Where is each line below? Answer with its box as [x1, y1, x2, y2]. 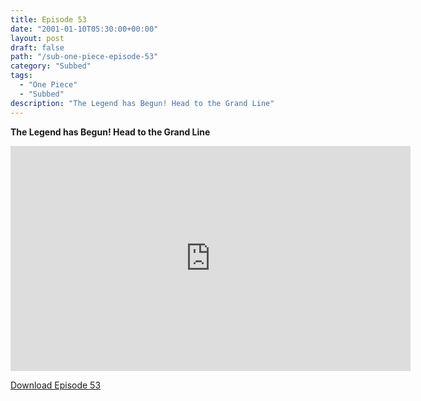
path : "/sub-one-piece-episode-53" [10, 52, 159, 62]
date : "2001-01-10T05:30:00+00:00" [10, 24, 159, 34]
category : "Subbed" [10, 61, 92, 71]
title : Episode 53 [10, 14, 87, 25]
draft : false [10, 42, 65, 53]
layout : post [10, 33, 65, 43]
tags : [10, 71, 33, 81]
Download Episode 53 [10, 379, 102, 391]
